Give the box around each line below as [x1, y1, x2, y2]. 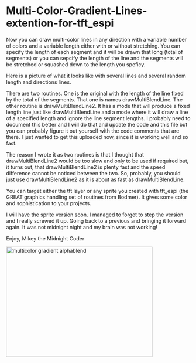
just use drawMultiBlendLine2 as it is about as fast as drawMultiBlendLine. [6, 176, 185, 183]
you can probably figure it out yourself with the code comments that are [6, 127, 180, 134]
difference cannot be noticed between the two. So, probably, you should [6, 169, 181, 177]
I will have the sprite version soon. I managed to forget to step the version [6, 211, 184, 218]
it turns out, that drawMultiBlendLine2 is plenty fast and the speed [6, 163, 166, 171]
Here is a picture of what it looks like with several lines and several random [6, 72, 186, 79]
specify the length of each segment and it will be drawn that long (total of [6, 48, 183, 55]
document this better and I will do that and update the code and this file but [6, 121, 188, 128]
